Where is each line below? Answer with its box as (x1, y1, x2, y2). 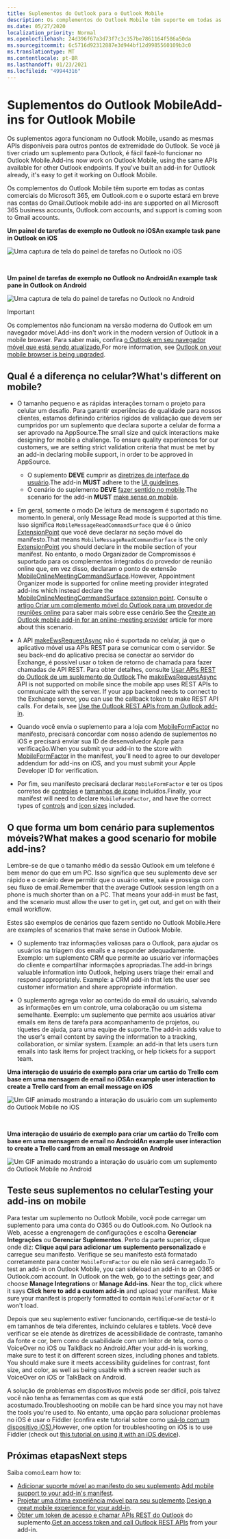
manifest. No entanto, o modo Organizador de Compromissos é (16, 550, 196, 559)
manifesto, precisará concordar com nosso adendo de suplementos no (16, 730, 218, 739)
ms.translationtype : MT (7, 49, 75, 56)
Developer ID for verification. (16, 767, 99, 775)
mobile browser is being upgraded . (7, 350, 106, 359)
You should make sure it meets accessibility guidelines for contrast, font (7, 1358, 210, 1367)
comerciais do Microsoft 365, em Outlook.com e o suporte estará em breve (7, 192, 219, 200)
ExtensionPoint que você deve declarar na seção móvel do (16, 528, 183, 537)
